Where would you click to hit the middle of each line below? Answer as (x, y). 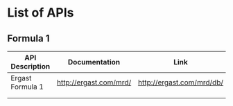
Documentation (94, 62)
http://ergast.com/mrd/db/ (181, 82)
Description (31, 66)
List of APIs (41, 13)
